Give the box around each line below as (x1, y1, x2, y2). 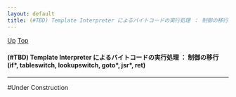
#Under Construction (7, 83, 69, 91)
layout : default (7, 10, 55, 18)
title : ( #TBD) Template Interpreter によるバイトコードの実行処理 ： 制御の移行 (7, 17, 228, 24)
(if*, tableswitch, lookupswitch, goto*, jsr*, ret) (7, 61, 146, 70)
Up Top (7, 36, 29, 44)
